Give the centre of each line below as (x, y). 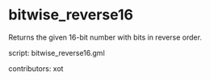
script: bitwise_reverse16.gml (57, 53)
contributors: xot (36, 68)
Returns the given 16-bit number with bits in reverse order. (105, 37)
